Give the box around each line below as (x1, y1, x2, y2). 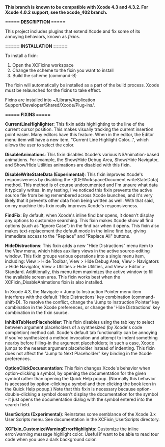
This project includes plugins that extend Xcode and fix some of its (5, 28, 140, 34)
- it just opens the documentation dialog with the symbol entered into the (5, 396, 153, 402)
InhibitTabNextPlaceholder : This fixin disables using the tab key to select (5, 319, 155, 325)
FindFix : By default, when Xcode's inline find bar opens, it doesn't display (5, 212, 155, 218)
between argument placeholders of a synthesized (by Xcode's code (5, 324, 142, 330)
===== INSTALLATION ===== (5, 43, 68, 49)
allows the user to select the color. (5, 142, 75, 148)
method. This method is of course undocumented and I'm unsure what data (5, 182, 158, 188)
